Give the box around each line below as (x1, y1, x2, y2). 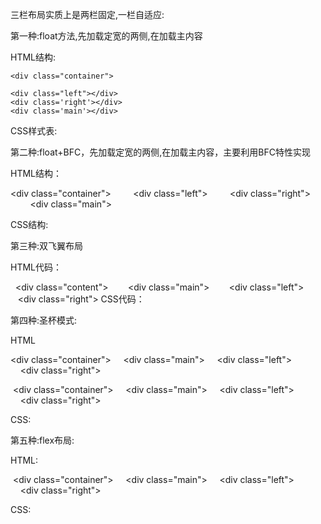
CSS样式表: (10, 125, 58, 137)
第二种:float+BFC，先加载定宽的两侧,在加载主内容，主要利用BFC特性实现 (10, 146, 311, 158)
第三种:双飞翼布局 (10, 240, 84, 252)
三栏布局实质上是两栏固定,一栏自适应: (10, 9, 165, 20)
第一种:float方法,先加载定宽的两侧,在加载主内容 (10, 30, 203, 42)
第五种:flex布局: (10, 434, 75, 446)
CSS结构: (10, 219, 49, 230)
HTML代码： (10, 261, 63, 273)
